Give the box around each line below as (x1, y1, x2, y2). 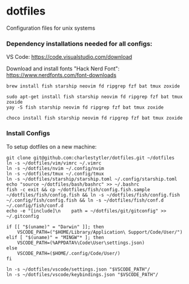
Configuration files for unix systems (6, 24, 96, 32)
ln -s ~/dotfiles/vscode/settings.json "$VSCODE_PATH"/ (6, 266, 150, 272)
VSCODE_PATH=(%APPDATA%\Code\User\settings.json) (17, 240, 145, 246)
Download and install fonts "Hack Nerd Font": (6, 65, 120, 72)
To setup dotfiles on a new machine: (6, 143, 97, 150)
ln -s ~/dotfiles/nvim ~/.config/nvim (6, 165, 104, 171)
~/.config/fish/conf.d (6, 202, 64, 209)
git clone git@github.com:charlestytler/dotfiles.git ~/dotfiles (6, 155, 174, 161)
